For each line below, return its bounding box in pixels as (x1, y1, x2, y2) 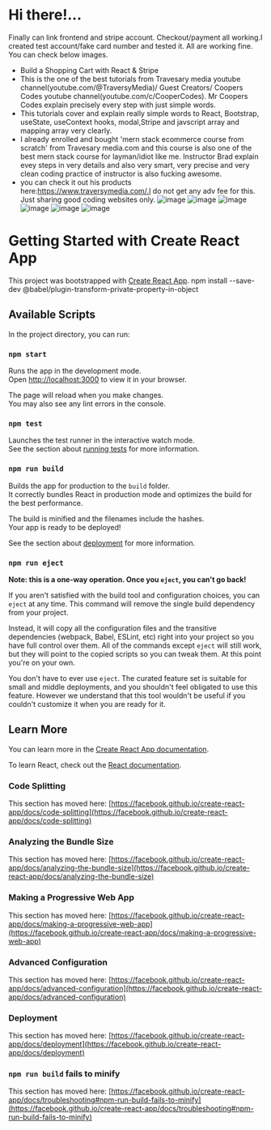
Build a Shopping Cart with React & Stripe (19, 65, 159, 75)
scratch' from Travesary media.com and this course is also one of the (19, 143, 252, 152)
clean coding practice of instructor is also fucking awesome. (19, 169, 222, 178)
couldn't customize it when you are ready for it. (8, 699, 166, 708)
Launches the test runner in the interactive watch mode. (8, 435, 196, 445)
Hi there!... (8, 6, 83, 24)
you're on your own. (8, 657, 75, 667)
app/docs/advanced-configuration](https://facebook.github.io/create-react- (8, 983, 263, 993)
